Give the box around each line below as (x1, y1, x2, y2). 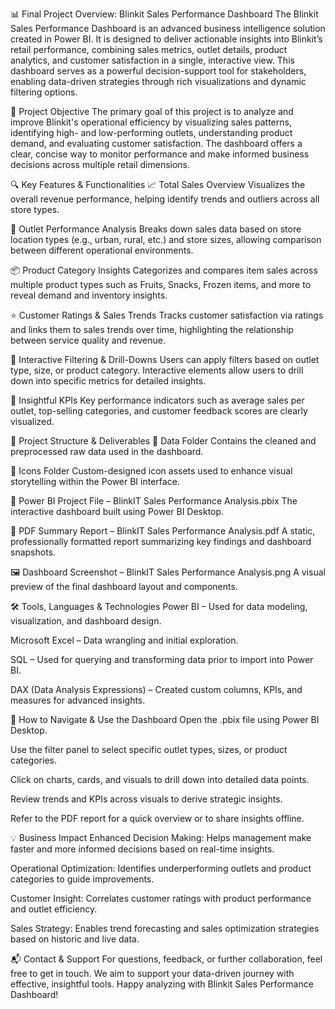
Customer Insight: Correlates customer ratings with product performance (10, 893, 312, 904)
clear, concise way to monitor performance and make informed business (10, 148, 310, 160)
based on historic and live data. (10, 933, 140, 945)
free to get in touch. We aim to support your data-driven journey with (10, 968, 295, 979)
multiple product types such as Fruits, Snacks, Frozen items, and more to (10, 279, 312, 290)
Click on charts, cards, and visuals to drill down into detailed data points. (10, 774, 310, 785)
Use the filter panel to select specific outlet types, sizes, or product (10, 744, 288, 755)
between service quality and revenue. (10, 334, 166, 346)
